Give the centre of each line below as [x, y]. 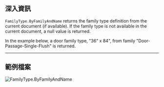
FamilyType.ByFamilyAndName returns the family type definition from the [76, 21]
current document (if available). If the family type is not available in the [76, 26]
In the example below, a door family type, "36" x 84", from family [70, 41]
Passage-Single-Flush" [28, 46]
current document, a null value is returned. [48, 31]
